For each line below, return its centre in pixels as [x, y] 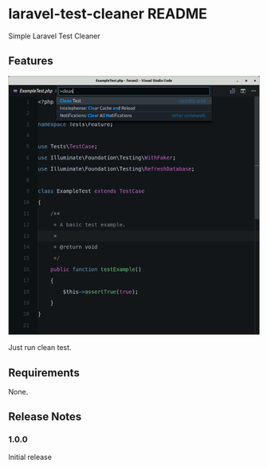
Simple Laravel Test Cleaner [54, 36]
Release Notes [45, 417]
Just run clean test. [40, 348]
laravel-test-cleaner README [108, 14]
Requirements [44, 373]
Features [31, 61]
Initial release [30, 457]
